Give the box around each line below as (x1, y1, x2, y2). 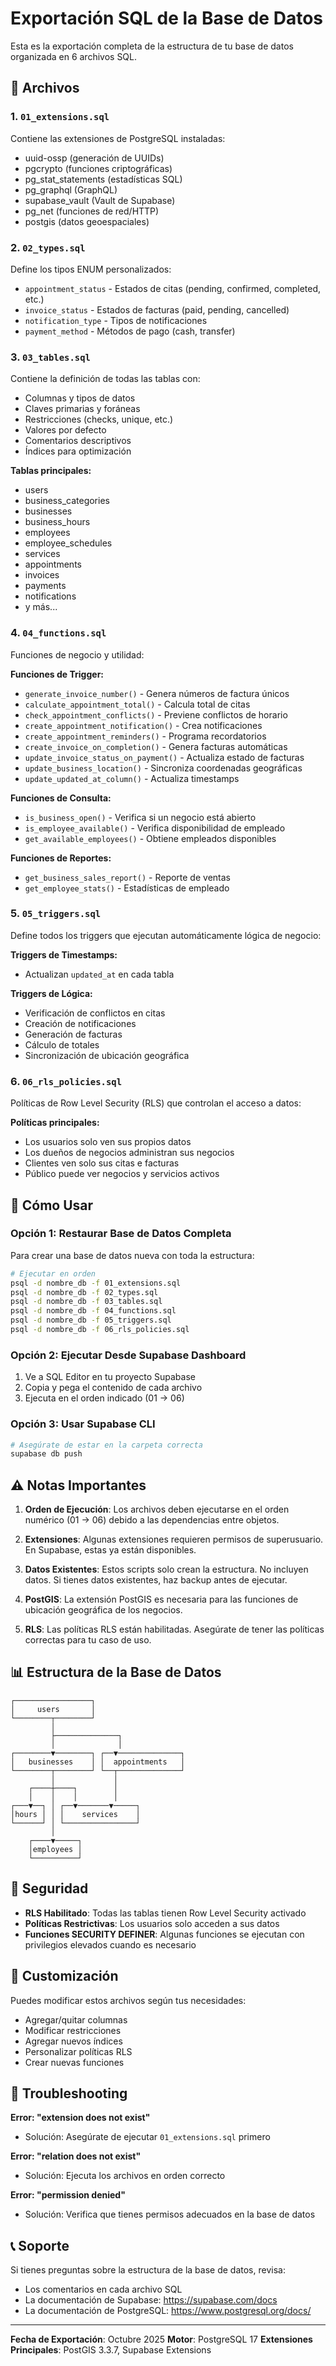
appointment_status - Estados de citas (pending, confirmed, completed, (24, 282, 322, 294)
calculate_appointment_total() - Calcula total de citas (24, 698, 251, 710)
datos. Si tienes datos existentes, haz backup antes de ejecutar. (24, 1574, 288, 1586)
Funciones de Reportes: (10, 852, 112, 864)
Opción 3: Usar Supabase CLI (10, 1417, 156, 1431)
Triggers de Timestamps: (10, 948, 118, 961)
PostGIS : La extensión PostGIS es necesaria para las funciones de (24, 1593, 299, 1606)
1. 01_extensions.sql (10, 110, 110, 124)
